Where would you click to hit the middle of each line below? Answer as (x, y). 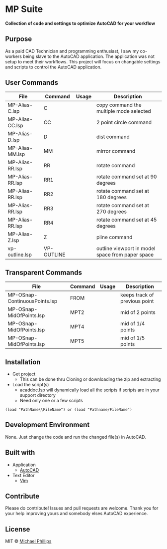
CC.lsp (15, 126)
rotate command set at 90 (126, 177)
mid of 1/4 (132, 324)
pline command (114, 237)
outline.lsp (20, 255)
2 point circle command (124, 122)
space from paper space (125, 255)
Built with (20, 453)
